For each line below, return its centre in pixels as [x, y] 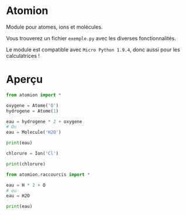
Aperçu [24, 79]
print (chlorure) [26, 164]
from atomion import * [34, 95]
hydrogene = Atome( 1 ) [32, 111]
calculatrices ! [23, 56]
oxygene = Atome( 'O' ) [32, 105]
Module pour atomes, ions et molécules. [54, 27]
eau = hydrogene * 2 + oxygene [44, 122]
